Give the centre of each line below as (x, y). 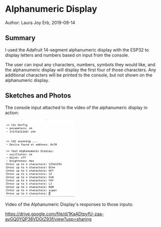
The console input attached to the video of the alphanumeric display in (76, 107)
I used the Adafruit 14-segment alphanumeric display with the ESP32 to (77, 50)
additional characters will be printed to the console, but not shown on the (79, 75)
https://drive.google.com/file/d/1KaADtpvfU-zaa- (55, 214)
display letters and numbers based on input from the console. (67, 55)
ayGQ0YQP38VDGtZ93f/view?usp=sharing (48, 219)
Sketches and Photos (38, 96)
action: (12, 113)
